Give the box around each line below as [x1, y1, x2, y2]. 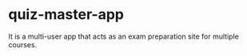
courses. [8, 39, 38, 49]
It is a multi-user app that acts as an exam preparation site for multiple [8, 32, 240, 41]
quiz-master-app [8, 6, 124, 24]
